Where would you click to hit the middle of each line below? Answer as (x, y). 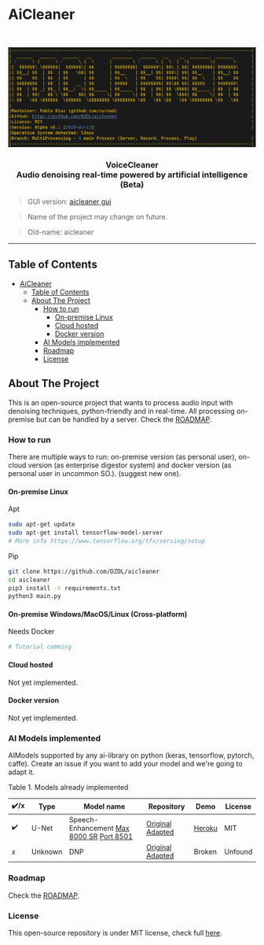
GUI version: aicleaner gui (69, 201)
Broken (205, 851)
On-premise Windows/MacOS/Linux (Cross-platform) (98, 614)
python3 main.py (35, 596)
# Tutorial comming (40, 647)
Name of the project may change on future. (97, 217)
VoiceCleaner (132, 164)
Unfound (238, 851)
